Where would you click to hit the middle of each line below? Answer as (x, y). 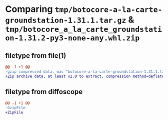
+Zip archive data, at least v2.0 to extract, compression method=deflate (85, 76)
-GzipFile (15, 108)
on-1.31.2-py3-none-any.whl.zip (72, 38)
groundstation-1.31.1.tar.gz (66, 21)
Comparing (29, 9)
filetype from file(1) (36, 56)
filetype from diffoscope (44, 92)
